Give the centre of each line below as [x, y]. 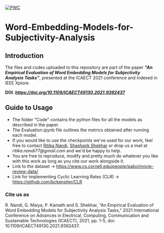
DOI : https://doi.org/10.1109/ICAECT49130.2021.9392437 [65, 92]
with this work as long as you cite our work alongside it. [68, 161]
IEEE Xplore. [18, 83]
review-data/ [25, 171]
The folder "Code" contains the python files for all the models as [77, 119]
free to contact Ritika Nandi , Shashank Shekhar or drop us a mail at [80, 145]
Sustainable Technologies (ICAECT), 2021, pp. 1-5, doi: [60, 221]
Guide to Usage [29, 108]
